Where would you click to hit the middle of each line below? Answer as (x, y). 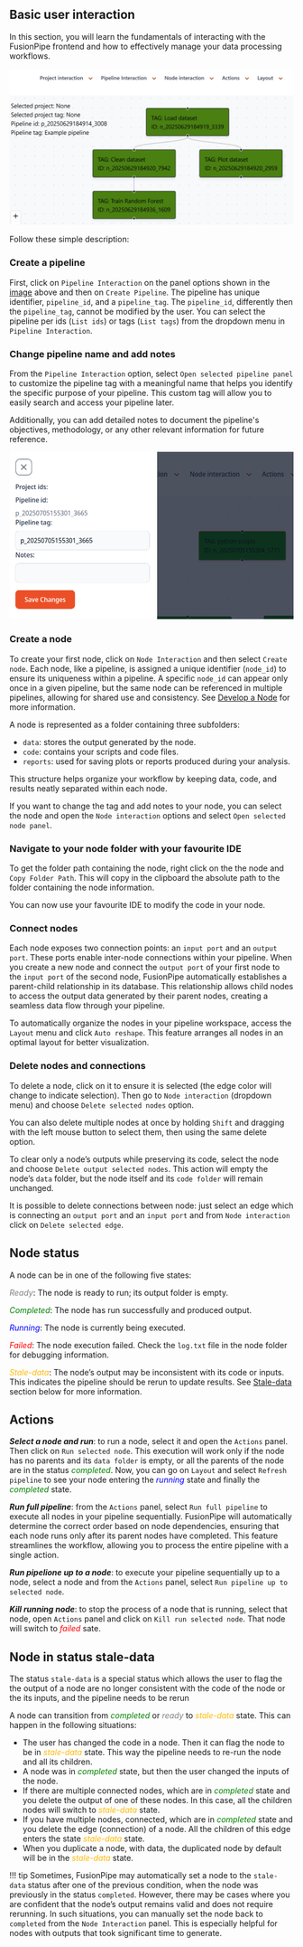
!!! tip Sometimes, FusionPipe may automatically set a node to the (131, 1876)
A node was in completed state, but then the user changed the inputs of (156, 1772)
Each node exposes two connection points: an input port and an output (143, 948)
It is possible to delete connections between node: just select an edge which (151, 1205)
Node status (44, 1253)
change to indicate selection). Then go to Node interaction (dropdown (141, 1095)
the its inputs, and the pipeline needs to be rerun (99, 1698)
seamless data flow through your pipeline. (87, 1006)
